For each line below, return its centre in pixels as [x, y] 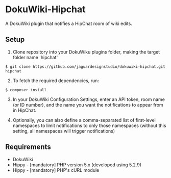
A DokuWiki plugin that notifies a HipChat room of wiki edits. [69, 23]
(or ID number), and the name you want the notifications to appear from [88, 105]
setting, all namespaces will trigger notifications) [64, 131]
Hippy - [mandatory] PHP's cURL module [56, 170]
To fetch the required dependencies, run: [56, 81]
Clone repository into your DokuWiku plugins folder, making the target [86, 52]
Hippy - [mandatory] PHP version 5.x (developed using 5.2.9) [77, 165]
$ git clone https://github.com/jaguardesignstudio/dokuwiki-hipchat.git [86, 67]
